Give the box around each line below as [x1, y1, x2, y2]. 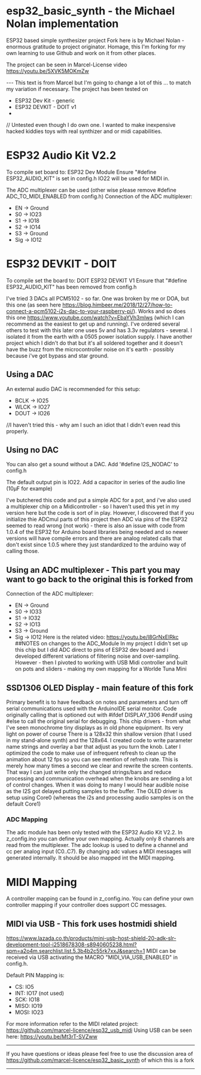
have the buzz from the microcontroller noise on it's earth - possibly [6, 345, 175, 353]
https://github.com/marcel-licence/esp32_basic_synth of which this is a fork [6, 1056, 194, 1064]
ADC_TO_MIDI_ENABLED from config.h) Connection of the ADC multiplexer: [6, 193, 193, 200]
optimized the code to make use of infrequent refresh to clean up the [6, 749, 176, 757]
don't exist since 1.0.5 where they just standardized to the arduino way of [6, 541, 187, 548]
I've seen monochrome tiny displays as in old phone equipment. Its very [6, 724, 184, 731]
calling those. [6, 548, 39, 555]
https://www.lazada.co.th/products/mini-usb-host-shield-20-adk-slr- [6, 935, 176, 942]
